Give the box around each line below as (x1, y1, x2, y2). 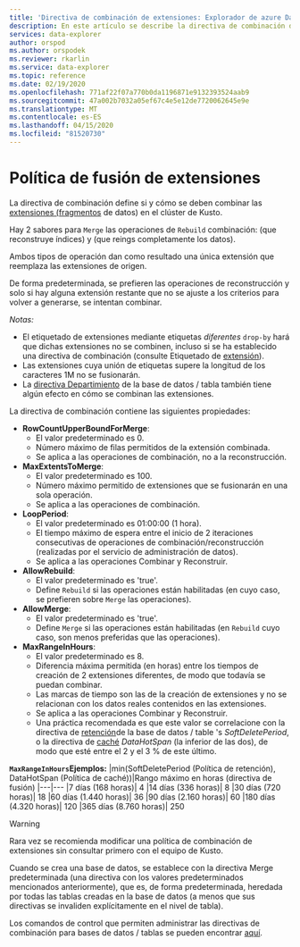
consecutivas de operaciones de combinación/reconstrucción (35, 537, 264, 548)
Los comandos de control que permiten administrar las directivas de (9, 918, 261, 928)
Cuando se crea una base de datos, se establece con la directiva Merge (9, 862, 274, 873)
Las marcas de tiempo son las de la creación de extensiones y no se (35, 689, 287, 700)
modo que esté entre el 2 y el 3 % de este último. (35, 745, 217, 756)
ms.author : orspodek (9, 46, 87, 55)
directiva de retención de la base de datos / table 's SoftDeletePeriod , (35, 726, 290, 737)
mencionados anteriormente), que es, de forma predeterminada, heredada (9, 881, 283, 892)
